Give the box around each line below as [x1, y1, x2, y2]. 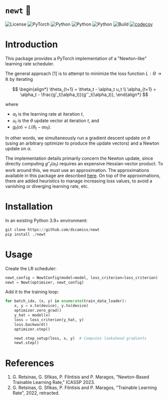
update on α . [5, 146, 32, 152]
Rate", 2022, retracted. [12, 390, 60, 396]
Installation [5, 201, 53, 213]
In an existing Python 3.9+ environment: [5, 218, 88, 223]
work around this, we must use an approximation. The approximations [5, 167, 149, 173]
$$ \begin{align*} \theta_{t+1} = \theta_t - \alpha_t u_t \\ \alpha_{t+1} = [12, 86, 156, 92]
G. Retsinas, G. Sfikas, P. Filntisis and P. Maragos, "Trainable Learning [12, 384, 157, 391]
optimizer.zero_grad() [14, 308, 62, 313]
